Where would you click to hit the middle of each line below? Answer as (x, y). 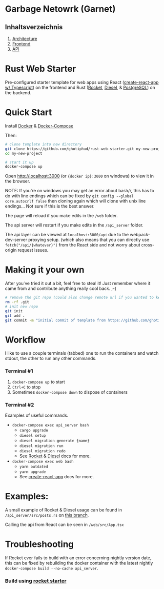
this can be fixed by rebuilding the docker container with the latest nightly (79, 563)
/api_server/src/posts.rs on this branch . (47, 515)
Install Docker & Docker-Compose (39, 126)
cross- (148, 245)
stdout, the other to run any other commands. (51, 358)
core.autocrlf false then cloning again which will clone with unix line (75, 201)
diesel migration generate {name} (54, 441)
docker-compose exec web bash (43, 461)
